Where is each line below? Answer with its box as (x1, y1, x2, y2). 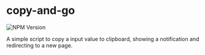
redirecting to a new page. (6, 42, 73, 49)
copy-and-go (6, 4, 75, 18)
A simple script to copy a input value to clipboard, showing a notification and (6, 35, 199, 42)
